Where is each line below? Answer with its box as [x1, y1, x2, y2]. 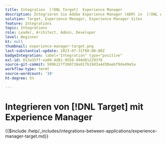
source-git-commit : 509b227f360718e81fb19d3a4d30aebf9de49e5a [5, 62, 136, 67]
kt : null [5, 39, 23, 44]
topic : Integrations [5, 26, 48, 30]
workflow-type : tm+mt [5, 67, 50, 72]
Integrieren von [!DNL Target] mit [5, 101, 144, 112]
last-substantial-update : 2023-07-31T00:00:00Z [5, 48, 105, 53]
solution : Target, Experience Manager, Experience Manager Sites [5, 16, 142, 21]
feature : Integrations [5, 21, 52, 26]
